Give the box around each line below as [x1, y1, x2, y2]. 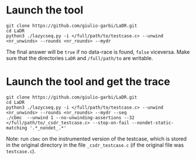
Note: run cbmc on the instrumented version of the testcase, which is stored [6, 135, 187, 142]
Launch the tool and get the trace [6, 75, 171, 88]
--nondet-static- [131, 120, 174, 126]
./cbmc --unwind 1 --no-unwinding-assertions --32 [6, 114, 135, 120]
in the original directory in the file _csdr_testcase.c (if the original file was [6, 141, 184, 148]
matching [6, 125, 27, 131]
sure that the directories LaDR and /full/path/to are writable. [6, 54, 153, 61]
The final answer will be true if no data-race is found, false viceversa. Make [6, 48, 190, 55]
